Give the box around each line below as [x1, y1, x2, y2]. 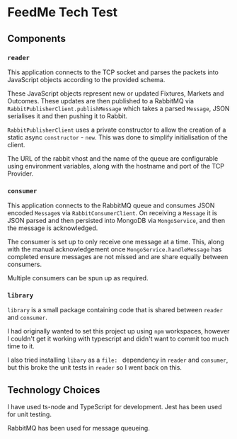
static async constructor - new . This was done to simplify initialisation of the [7, 132, 228, 142]
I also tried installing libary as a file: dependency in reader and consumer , [7, 355, 229, 365]
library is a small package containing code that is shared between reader [7, 306, 224, 314]
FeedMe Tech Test [7, 4, 118, 21]
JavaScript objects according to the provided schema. [7, 75, 166, 84]
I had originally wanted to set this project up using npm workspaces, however [7, 327, 230, 336]
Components [7, 33, 66, 45]
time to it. [7, 342, 35, 350]
